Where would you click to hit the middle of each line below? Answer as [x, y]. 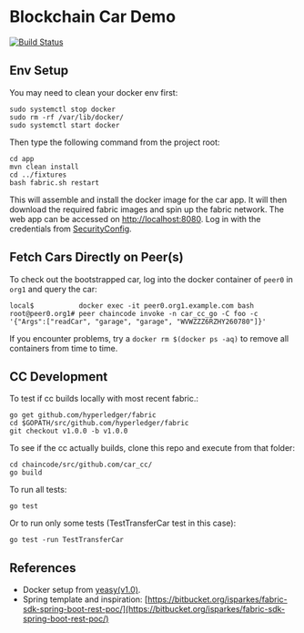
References [43, 568]
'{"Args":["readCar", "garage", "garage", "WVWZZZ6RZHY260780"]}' [138, 322]
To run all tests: [38, 490]
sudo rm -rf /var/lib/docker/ [67, 117]
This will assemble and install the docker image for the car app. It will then [148, 199]
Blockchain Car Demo [92, 17]
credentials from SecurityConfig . [71, 229]
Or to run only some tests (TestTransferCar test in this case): [123, 523]
